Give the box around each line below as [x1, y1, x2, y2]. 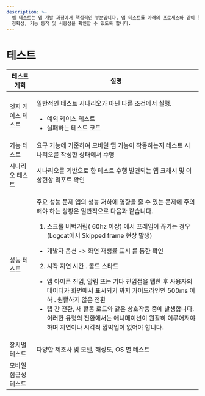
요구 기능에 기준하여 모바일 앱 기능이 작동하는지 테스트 [36, 141, 183, 150]
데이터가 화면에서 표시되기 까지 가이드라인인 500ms [46, 287, 188, 295]
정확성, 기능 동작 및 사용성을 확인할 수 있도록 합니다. [12, 20, 131, 26]
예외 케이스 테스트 [46, 114, 96, 123]
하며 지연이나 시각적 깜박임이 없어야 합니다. [46, 323, 164, 332]
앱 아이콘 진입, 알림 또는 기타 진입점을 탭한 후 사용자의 [46, 277, 193, 286]
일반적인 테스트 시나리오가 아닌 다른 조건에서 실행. [36, 99, 172, 108]
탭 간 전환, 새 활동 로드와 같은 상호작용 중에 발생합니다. [46, 305, 195, 313]
